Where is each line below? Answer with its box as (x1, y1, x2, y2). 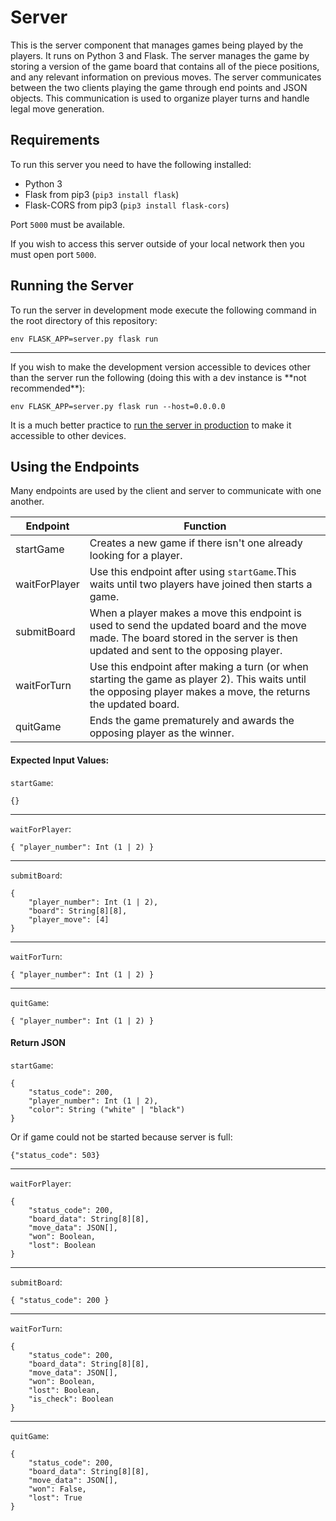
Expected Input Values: (10, 754, 110, 766)
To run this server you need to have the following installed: (10, 158, 252, 170)
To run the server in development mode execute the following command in (10, 304, 317, 316)
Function (183, 519, 227, 533)
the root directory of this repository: (10, 314, 158, 326)
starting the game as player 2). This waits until (89, 672, 307, 686)
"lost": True (28, 1492, 83, 1503)
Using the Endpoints (10, 458, 140, 475)
